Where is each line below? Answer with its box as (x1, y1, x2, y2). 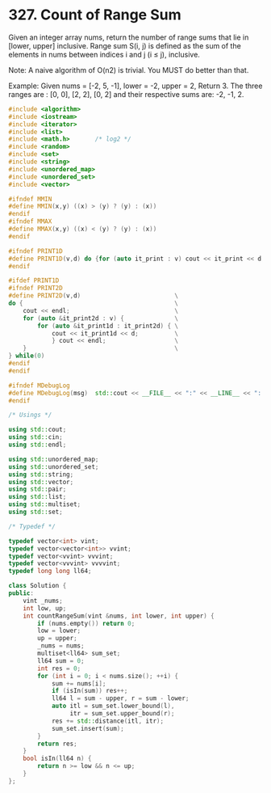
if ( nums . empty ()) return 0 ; (37, 619, 135, 627)
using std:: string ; (8, 470, 74, 479)
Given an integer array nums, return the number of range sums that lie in (8, 32, 249, 42)
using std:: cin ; (8, 433, 63, 441)
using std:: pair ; (8, 485, 67, 494)
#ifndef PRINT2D (8, 285, 63, 293)
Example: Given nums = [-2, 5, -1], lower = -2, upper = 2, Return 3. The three (8, 81, 263, 91)
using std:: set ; (8, 508, 63, 517)
